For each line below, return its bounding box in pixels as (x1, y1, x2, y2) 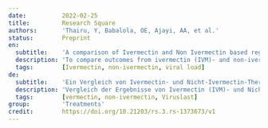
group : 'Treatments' (8, 100, 105, 108)
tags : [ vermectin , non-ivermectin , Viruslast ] (15, 93, 198, 101)
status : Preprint (8, 33, 91, 42)
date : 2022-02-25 (8, 11, 98, 20)
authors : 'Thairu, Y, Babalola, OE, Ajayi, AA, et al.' (8, 26, 219, 34)
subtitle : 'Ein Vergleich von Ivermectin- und (15, 78, 183, 86)
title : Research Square (8, 19, 116, 27)
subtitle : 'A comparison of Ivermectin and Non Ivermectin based (15, 48, 248, 56)
